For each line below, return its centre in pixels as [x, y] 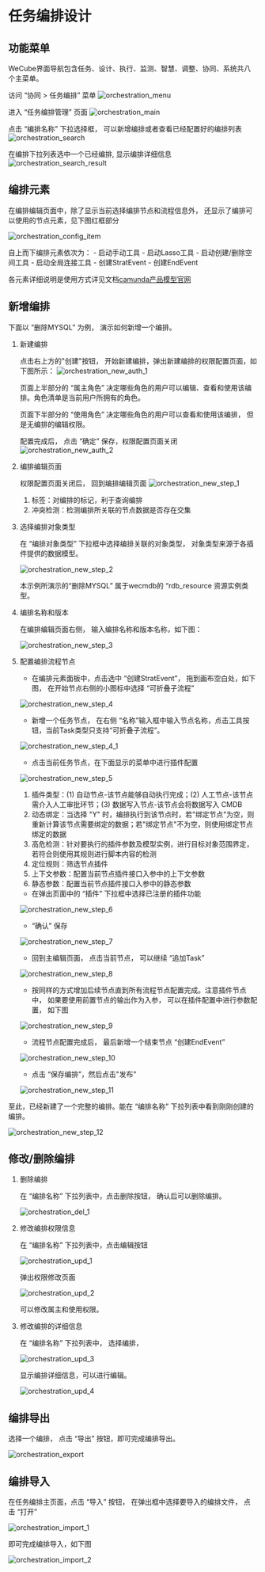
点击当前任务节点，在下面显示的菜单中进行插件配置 [115, 762]
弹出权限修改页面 [47, 1277]
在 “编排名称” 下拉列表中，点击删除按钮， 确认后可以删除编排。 [123, 1196]
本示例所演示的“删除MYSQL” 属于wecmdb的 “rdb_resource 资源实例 [131, 585]
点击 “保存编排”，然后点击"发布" [84, 1074]
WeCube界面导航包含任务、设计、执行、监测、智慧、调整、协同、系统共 [126, 69]
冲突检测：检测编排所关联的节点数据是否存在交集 [111, 510]
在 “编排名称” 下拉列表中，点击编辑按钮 [84, 1245]
